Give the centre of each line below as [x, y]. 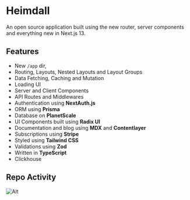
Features [22, 52]
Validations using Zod [41, 146]
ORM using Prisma [37, 109]
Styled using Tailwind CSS [46, 140]
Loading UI [28, 84]
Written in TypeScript [41, 153]
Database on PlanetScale [45, 115]
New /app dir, [30, 65]
